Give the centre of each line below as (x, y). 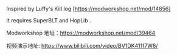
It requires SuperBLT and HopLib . (49, 20)
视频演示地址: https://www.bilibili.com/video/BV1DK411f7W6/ (82, 46)
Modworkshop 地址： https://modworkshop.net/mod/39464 (81, 33)
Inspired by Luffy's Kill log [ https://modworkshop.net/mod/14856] (88, 9)
